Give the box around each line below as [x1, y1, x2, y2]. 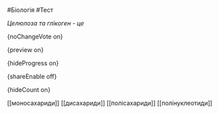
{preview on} [7, 46, 44, 54]
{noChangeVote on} [7, 32, 63, 41]
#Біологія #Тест [7, 6, 54, 14]
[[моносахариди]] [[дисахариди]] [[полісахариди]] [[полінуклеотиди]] [7, 99, 213, 107]
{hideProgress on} [7, 59, 59, 67]
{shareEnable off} [7, 72, 57, 80]
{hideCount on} [7, 86, 51, 93]
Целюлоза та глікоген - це [7, 19, 84, 27]
